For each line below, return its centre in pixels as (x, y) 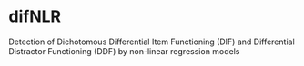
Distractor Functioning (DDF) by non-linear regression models (124, 51)
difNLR (35, 17)
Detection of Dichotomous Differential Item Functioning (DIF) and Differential (152, 42)
